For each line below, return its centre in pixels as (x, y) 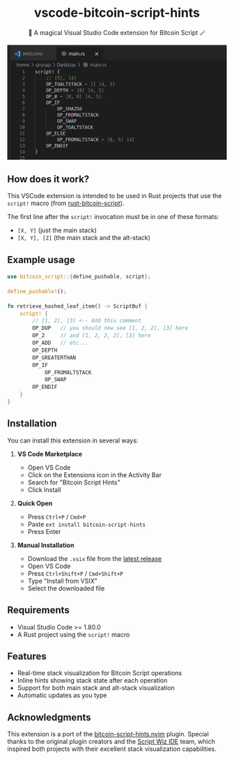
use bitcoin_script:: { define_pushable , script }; (79, 277)
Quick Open (35, 503)
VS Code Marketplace (49, 454)
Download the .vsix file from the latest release (95, 558)
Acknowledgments (49, 717)
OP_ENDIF (45, 387)
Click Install (44, 489)
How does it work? (48, 179)
